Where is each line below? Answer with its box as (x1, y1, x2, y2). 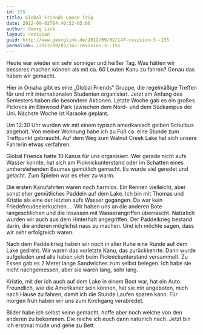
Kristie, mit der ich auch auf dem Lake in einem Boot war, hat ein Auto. (6, 277, 182, 285)
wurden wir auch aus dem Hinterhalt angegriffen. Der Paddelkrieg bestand (6, 216, 193, 223)
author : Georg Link (6, 25, 56, 32)
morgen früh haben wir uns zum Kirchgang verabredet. (6, 297, 144, 304)
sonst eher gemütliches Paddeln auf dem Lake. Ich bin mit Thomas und (6, 190, 184, 197)
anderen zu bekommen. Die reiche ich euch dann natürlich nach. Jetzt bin (6, 315, 191, 322)
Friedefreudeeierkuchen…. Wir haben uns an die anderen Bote (6, 202, 162, 210)
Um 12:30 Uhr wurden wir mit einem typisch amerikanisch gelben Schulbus (6, 121, 194, 128)
